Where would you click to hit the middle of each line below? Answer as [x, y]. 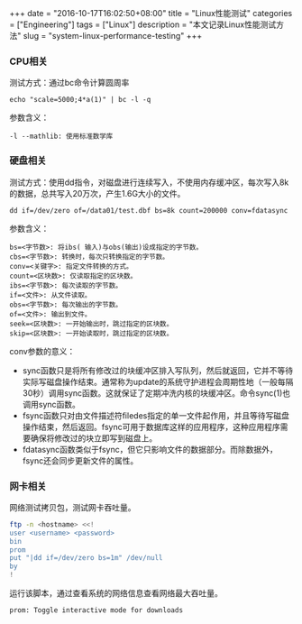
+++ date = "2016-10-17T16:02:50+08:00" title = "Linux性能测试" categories [151, 13]
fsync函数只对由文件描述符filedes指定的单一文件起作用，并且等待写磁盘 [156, 415]
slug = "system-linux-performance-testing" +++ [113, 36]
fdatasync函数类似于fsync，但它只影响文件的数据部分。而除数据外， [150, 449]
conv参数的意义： [42, 351]
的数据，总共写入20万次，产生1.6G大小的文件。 [97, 193]
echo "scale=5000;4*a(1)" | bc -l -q [80, 100]
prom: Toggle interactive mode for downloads [96, 610]
